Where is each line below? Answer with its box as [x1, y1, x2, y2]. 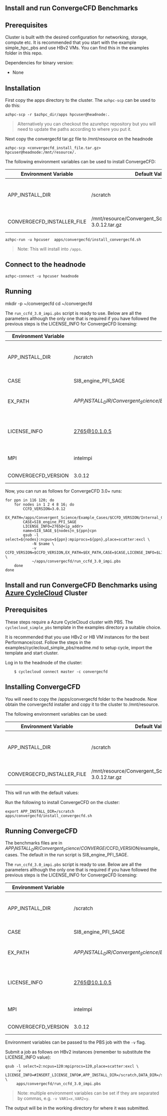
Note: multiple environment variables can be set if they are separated [17, 1090, 160, 1096]
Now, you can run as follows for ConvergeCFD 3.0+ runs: [5, 488, 122, 494]
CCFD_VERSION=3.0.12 [23, 506, 66, 511]
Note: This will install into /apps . [17, 246, 83, 252]
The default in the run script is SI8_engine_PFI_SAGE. [19, 852, 129, 858]
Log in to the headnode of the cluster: [5, 659, 83, 665]
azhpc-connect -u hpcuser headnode [5, 274, 79, 279]
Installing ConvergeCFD [5, 683, 81, 691]
